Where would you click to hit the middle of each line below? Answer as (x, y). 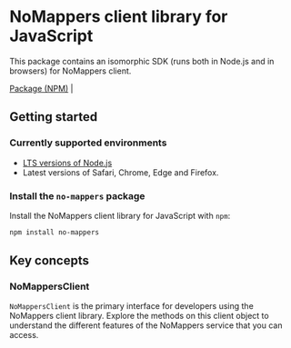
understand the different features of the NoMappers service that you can (146, 325)
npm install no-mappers (55, 232)
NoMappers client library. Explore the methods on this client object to (140, 316)
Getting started (54, 117)
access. (24, 335)
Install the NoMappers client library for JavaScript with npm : (120, 215)
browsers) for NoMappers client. (70, 71)
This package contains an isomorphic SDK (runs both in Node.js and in (142, 61)
